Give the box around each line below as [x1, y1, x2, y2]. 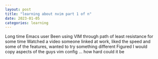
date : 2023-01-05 [5, 16, 40, 21]
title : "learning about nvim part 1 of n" [5, 12, 92, 16]
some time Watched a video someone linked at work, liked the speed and [5, 39, 151, 45]
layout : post [5, 7, 31, 12]
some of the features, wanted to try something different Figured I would [5, 44, 147, 49]
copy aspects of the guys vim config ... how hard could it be [5, 49, 125, 55]
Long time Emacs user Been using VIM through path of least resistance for [5, 34, 154, 39]
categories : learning [5, 20, 49, 25]
